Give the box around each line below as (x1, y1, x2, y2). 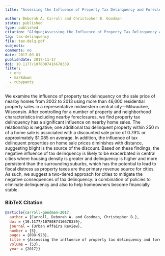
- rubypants (9, 80, 34, 85)
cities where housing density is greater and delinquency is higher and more (5, 155, 158, 162)
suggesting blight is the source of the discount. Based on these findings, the (5, 145, 160, 151)
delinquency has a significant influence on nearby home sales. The (5, 119, 141, 125)
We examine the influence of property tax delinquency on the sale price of (5, 93, 156, 99)
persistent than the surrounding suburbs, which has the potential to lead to (5, 161, 156, 166)
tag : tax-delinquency (5, 34, 50, 39)
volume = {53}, (9, 242, 41, 247)
